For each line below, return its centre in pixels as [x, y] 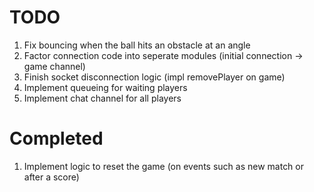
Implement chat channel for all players [102, 98]
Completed [56, 138]
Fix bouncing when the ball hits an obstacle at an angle [137, 45]
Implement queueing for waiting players [105, 87]
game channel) [54, 66]
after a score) [51, 177]
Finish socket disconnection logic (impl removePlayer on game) [154, 77]
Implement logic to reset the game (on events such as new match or [164, 166]
